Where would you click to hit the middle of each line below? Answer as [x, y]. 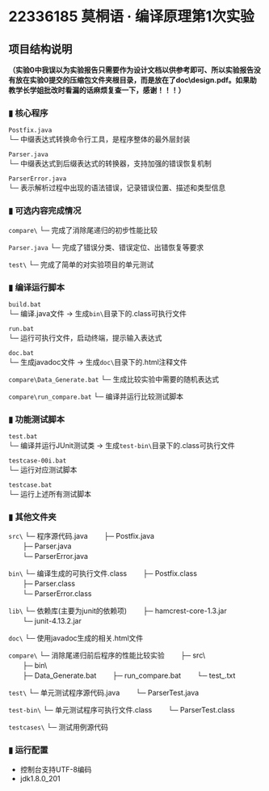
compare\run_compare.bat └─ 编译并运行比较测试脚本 [96, 396]
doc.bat [21, 353]
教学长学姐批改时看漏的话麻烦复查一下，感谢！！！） [97, 90]
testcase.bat [30, 485]
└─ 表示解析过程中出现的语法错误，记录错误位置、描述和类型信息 [117, 188]
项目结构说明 [40, 49]
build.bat [25, 304]
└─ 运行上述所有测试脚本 [50, 494]
